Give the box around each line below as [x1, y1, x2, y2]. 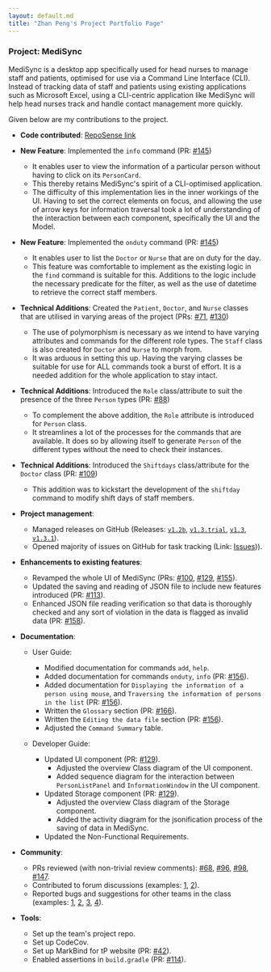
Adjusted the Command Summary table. [44, 723, 164, 733]
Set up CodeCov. [31, 937, 90, 947]
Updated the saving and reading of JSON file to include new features [31, 581, 262, 591]
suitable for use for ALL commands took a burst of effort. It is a [31, 361, 242, 371]
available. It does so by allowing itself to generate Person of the [31, 436, 242, 446]
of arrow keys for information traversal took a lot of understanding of [31, 204, 261, 214]
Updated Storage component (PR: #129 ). [44, 788, 180, 798]
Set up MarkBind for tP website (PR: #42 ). [31, 945, 172, 955]
